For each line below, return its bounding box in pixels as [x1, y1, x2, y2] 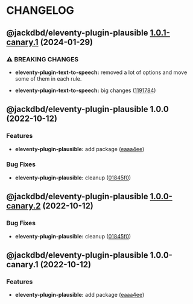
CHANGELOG [6, 4, 74, 17]
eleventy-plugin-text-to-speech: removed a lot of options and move [14, 69, 188, 76]
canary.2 [6, 201, 41, 211]
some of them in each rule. [14, 75, 82, 82]
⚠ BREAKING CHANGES [6, 55, 79, 63]
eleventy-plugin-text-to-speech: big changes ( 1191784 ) [14, 87, 156, 94]
